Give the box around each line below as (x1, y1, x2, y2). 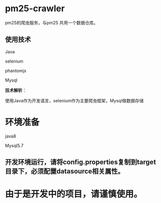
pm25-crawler (5, 3, 65, 14)
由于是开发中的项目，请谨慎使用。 (5, 189, 143, 200)
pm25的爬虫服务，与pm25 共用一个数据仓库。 (5, 20, 98, 25)
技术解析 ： (5, 87, 27, 93)
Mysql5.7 (5, 142, 23, 148)
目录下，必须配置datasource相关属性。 (5, 167, 125, 176)
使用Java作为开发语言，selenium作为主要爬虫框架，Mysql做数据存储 (5, 97, 144, 103)
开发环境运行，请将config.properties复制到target (5, 158, 156, 166)
